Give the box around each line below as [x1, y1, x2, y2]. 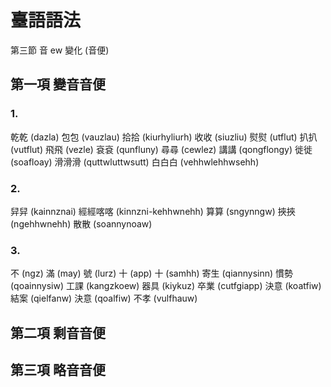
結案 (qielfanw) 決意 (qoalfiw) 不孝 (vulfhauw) [10, 292, 198, 305]
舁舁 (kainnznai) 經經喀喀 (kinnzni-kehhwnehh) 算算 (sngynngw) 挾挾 [10, 205, 296, 217]
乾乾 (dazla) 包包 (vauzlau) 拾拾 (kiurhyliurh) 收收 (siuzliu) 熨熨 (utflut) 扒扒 [10, 131, 318, 143]
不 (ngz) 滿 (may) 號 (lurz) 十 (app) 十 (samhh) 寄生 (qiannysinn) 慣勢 [10, 267, 294, 280]
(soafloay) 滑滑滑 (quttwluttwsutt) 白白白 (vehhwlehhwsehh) [10, 156, 260, 168]
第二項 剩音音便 [10, 324, 106, 341]
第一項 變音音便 [10, 76, 106, 93]
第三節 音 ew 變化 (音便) [10, 44, 110, 56]
